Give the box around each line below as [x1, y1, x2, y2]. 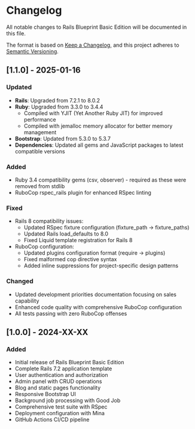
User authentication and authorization [14, 371, 109, 379]
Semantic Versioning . [6, 47, 59, 55]
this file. [6, 29, 26, 37]
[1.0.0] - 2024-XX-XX [6, 327, 89, 337]
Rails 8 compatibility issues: [14, 217, 84, 225]
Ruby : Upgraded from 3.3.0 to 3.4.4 [14, 103, 103, 110]
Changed [6, 277, 34, 285]
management [23, 128, 57, 135]
